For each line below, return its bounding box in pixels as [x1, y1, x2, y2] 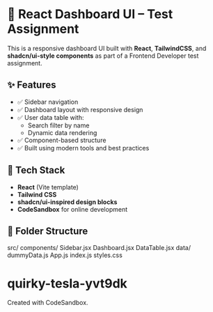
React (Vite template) [17, 182, 79, 191]
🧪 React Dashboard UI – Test [7, 6, 173, 22]
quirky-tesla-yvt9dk [7, 275, 127, 291]
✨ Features [7, 79, 56, 91]
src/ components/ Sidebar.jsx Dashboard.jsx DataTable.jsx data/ [7, 244, 191, 252]
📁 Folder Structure [7, 225, 88, 237]
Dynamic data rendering [27, 128, 97, 136]
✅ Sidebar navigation [17, 97, 79, 106]
